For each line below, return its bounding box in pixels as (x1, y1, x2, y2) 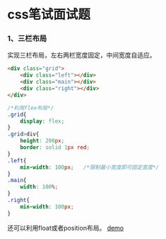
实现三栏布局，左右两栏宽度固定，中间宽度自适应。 (7, 51, 156, 60)
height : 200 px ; (20, 138, 65, 145)
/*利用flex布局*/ (7, 104, 54, 111)
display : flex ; (20, 118, 65, 125)
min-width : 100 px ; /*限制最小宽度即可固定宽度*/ (20, 164, 160, 171)
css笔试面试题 (7, 6, 90, 23)
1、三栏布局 (7, 33, 47, 43)
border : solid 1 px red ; (20, 144, 90, 151)
